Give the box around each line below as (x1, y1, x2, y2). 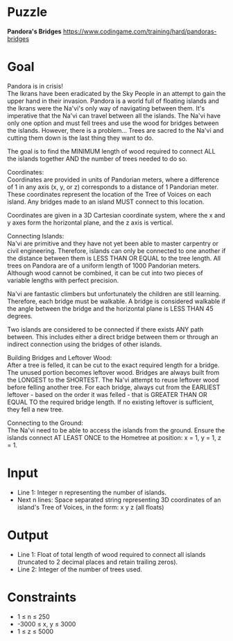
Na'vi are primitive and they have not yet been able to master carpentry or (7, 239, 218, 248)
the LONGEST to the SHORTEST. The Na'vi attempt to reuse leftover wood (7, 375, 219, 384)
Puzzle (7, 4, 47, 20)
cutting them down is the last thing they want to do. (7, 133, 154, 142)
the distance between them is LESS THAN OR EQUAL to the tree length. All (7, 254, 221, 262)
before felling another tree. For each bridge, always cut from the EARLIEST (7, 383, 221, 391)
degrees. (7, 311, 33, 320)
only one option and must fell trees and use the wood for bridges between (7, 119, 219, 127)
